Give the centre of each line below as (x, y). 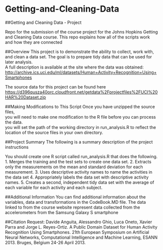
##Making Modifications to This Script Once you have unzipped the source (80, 107)
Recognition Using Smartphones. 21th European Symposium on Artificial (77, 232)
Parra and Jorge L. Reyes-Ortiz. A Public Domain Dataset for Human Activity (81, 227)
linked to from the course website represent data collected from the (73, 207)
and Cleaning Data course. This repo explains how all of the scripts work (78, 37)
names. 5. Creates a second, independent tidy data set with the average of (80, 182)
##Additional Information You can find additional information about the (75, 197)
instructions (17, 147)
